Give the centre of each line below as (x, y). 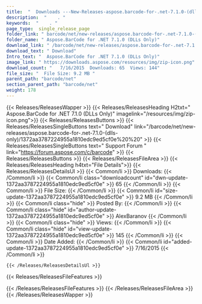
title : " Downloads (33, 12)
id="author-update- (92, 209)
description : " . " (36, 17)
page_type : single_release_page (48, 29)
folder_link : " (25, 34)
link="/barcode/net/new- (165, 126)
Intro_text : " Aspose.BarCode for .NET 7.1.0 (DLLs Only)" (83, 57)
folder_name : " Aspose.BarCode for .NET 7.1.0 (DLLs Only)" (83, 40)
